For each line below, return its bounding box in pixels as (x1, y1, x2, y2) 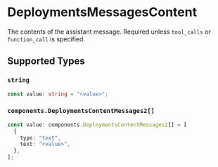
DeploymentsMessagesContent (7, 4, 198, 20)
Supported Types (7, 55, 86, 67)
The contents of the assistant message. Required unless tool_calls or (7, 27, 211, 36)
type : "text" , (20, 134, 61, 141)
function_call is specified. (7, 34, 86, 43)
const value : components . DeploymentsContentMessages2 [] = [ (7, 121, 188, 128)
